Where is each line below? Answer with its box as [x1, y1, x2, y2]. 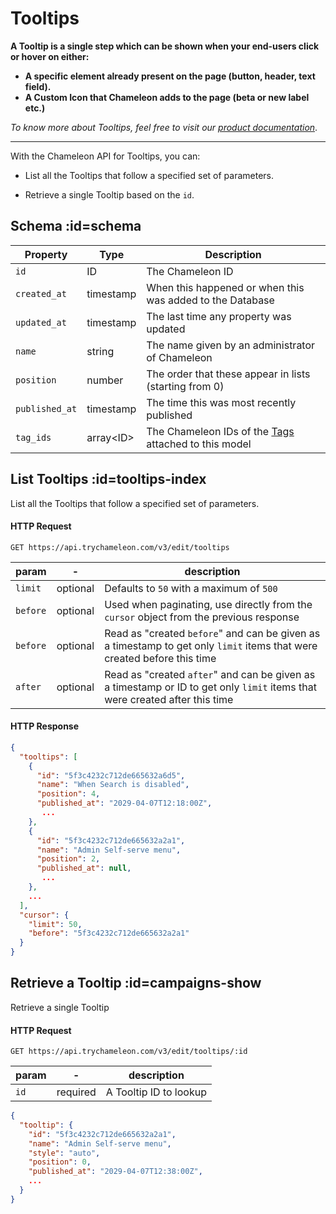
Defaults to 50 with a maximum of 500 [104, 581, 278, 595]
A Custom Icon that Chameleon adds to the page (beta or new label [24, 91, 310, 103]
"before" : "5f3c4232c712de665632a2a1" [28, 928, 190, 939]
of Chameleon [146, 350, 213, 364]
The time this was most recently [146, 395, 297, 409]
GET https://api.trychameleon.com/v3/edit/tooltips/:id [10, 1047, 248, 1057]
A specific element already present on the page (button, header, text [24, 70, 316, 82]
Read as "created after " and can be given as [104, 667, 316, 681]
